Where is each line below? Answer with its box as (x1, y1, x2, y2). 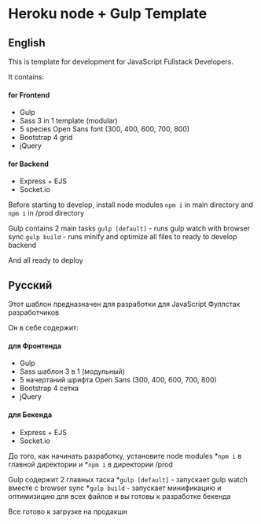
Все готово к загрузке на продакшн (8, 507, 128, 516)
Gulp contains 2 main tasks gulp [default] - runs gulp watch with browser (8, 223, 251, 233)
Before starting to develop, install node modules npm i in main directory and (8, 200, 254, 209)
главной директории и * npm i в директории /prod (8, 459, 173, 469)
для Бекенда (8, 410, 53, 419)
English (8, 36, 46, 50)
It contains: (8, 72, 45, 81)
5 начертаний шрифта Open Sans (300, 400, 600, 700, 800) (19, 375, 218, 385)
